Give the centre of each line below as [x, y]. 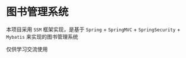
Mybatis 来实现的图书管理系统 [42, 36]
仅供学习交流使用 [27, 49]
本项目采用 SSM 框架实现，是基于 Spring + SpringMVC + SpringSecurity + [93, 29]
